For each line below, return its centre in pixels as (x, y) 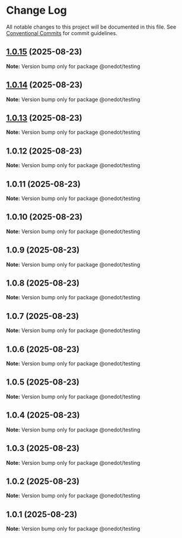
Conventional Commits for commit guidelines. (62, 33)
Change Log (36, 10)
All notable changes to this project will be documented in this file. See (91, 27)
